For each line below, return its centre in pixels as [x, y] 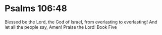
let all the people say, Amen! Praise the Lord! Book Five [61, 27]
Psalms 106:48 [36, 9]
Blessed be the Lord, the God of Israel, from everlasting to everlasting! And [81, 22]
